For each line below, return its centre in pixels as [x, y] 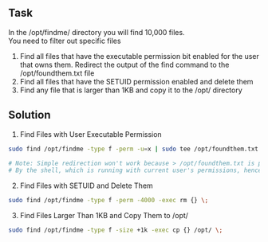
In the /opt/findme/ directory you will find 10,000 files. [97, 32]
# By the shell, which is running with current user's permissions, [124, 170]
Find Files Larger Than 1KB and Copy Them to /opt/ [104, 216]
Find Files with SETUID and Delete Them [86, 185]
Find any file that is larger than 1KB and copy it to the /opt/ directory [131, 90]
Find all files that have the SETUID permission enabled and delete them [136, 81]
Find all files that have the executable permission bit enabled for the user [139, 56]
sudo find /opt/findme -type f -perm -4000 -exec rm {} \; [108, 201]
